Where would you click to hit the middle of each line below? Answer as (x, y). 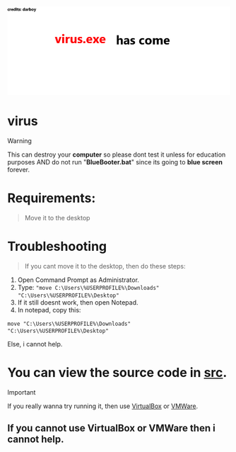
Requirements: (52, 198)
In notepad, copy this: (49, 310)
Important (22, 392)
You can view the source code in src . (117, 372)
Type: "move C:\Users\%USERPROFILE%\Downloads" (88, 287)
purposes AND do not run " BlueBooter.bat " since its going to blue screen (115, 162)
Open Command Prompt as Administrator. (78, 280)
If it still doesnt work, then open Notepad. (78, 302)
